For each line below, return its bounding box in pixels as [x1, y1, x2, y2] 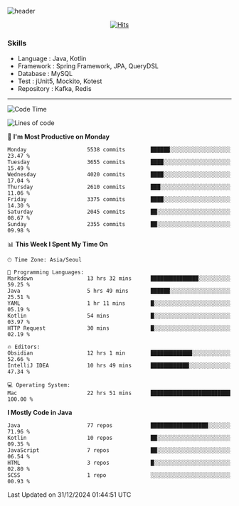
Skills [7, 38, 27, 48]
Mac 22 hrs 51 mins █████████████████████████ [7, 389, 231, 397]
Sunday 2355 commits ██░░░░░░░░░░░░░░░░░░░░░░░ [7, 221, 231, 228]
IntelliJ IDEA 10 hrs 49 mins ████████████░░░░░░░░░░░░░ [7, 362, 231, 370]
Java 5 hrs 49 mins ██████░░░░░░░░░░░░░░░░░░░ [7, 288, 231, 295]
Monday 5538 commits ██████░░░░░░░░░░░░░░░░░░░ [7, 146, 231, 154]
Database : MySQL [17, 70, 73, 78]
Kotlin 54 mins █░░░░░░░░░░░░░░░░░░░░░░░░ [7, 313, 231, 320]
